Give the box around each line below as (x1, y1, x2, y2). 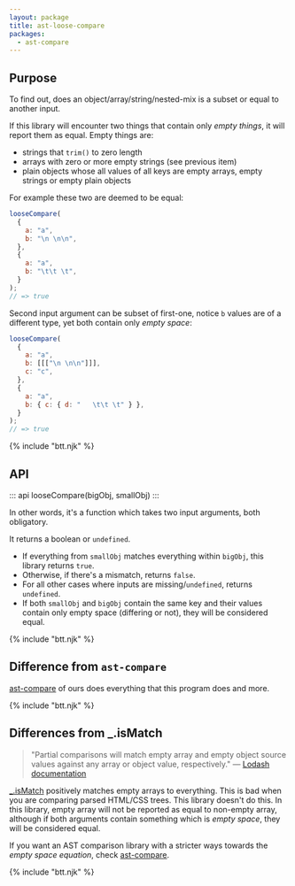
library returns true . (21, 560, 95, 571)
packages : (9, 29, 46, 38)
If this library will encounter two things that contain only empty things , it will (9, 120, 285, 131)
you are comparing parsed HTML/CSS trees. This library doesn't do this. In (9, 794, 283, 805)
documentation (30, 767, 87, 779)
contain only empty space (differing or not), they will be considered (21, 607, 268, 618)
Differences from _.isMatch (9, 726, 163, 741)
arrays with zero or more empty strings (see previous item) (21, 157, 237, 167)
